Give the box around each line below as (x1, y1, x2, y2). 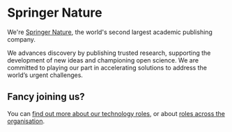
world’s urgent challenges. (7, 71, 84, 79)
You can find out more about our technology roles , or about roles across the (7, 109, 225, 117)
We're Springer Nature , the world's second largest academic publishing (7, 28, 212, 36)
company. (7, 35, 36, 43)
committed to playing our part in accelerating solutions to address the (7, 63, 208, 72)
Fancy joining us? (7, 91, 85, 103)
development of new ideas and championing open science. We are (7, 56, 199, 64)
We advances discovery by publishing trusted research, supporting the (7, 49, 211, 57)
